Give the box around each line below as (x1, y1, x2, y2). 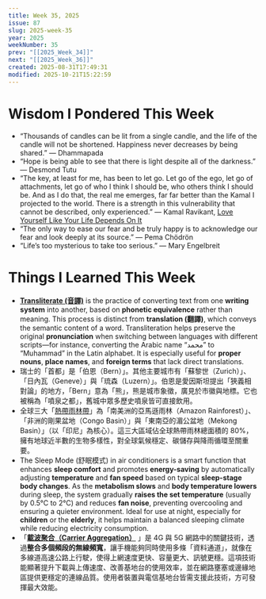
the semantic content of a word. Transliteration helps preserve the (19, 323, 236, 332)
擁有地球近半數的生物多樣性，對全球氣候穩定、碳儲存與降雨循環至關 (19, 436, 242, 445)
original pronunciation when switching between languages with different (19, 331, 258, 341)
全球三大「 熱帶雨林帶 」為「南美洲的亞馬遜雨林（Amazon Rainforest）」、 (19, 405, 256, 415)
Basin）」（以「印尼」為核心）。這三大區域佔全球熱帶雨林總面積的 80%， (19, 425, 253, 435)
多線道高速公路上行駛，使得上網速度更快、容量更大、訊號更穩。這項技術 (19, 552, 256, 562)
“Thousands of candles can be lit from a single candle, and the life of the (19, 131, 257, 140)
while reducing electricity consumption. (19, 523, 149, 532)
